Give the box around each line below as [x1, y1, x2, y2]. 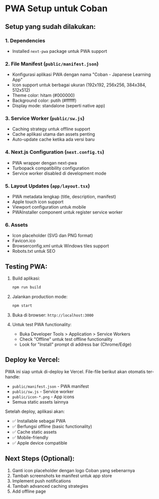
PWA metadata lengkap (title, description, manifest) [12, 194, 116, 200]
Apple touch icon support [12, 199, 64, 205]
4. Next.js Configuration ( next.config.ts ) [5, 149, 104, 156]
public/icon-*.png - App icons [12, 394, 74, 400]
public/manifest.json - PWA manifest [12, 383, 89, 389]
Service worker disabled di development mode [12, 170, 107, 176]
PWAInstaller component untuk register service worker [12, 209, 123, 215]
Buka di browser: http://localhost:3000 [12, 312, 94, 318]
